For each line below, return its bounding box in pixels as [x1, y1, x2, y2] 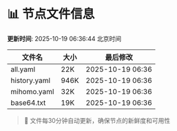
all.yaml [10, 64, 36, 74]
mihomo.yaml [10, 86, 54, 96]
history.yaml [10, 75, 50, 85]
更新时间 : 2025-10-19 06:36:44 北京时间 [7, 34, 122, 43]
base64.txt [10, 97, 46, 107]
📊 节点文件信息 [7, 6, 95, 22]
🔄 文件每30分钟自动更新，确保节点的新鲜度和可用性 [23, 116, 171, 124]
